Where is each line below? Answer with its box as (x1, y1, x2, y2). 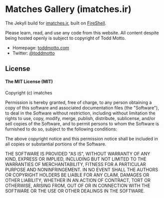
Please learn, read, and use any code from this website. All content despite (5, 29, 160, 35)
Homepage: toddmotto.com (12, 44, 70, 50)
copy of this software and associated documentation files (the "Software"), (5, 104, 160, 110)
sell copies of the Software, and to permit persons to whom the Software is (5, 120, 160, 126)
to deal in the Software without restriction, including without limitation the (5, 110, 156, 116)
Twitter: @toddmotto (12, 50, 55, 56)
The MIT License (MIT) (5, 78, 53, 84)
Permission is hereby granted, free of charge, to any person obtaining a (5, 99, 152, 105)
